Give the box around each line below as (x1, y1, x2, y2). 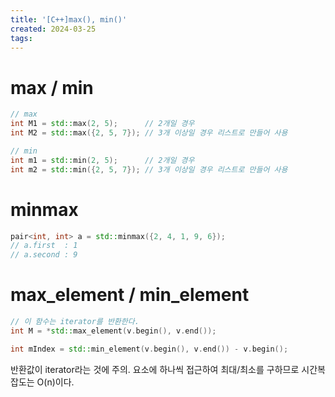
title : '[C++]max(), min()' (10, 14, 128, 25)
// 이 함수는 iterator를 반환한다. (10, 317, 140, 327)
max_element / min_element (10, 284, 250, 306)
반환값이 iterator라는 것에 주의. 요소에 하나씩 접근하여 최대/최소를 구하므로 (10, 363, 300, 375)
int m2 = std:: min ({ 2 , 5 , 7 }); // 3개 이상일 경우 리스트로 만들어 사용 (10, 164, 288, 175)
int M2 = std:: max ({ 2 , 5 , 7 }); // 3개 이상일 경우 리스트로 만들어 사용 (10, 128, 288, 138)
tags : (10, 33, 33, 43)
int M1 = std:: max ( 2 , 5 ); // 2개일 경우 (10, 119, 195, 129)
